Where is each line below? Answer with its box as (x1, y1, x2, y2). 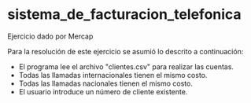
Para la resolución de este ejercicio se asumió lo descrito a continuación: (7, 46, 244, 56)
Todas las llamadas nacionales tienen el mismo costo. (18, 79, 194, 88)
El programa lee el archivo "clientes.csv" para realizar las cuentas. (18, 61, 234, 72)
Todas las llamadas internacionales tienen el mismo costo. (18, 70, 208, 79)
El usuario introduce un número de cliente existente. (18, 86, 188, 96)
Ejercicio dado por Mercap (7, 31, 94, 41)
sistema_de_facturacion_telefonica (7, 6, 242, 24)
